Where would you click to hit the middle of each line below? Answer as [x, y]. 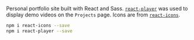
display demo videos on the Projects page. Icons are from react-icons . [93, 15]
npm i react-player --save [39, 31]
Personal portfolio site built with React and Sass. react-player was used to [97, 9]
